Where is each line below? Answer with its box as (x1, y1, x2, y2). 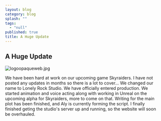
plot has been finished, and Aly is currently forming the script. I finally (5, 101, 145, 106)
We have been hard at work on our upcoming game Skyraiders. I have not (5, 75, 153, 81)
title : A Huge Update (5, 35, 49, 40)
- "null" (9, 25, 27, 30)
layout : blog (5, 7, 32, 12)
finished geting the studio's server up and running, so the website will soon (5, 106, 156, 112)
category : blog (5, 12, 36, 17)
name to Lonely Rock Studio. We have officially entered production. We (5, 85, 148, 91)
